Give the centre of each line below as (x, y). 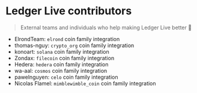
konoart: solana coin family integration (62, 51)
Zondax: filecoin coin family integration (64, 58)
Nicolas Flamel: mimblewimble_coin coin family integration (85, 83)
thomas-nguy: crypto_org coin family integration (74, 45)
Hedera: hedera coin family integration (61, 64)
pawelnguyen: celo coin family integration (66, 77)
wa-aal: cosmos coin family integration (61, 70)
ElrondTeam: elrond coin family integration (67, 39)
